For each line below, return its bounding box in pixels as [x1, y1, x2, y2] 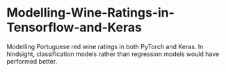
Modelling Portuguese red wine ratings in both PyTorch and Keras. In [6, 42, 204, 51]
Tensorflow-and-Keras [6, 19, 142, 35]
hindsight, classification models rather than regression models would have [6, 50, 220, 58]
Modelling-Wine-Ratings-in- [6, 5, 175, 21]
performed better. [6, 57, 58, 65]
